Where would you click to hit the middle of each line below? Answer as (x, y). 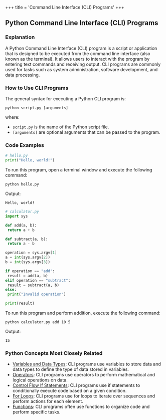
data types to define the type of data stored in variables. (71, 369)
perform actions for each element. (48, 401)
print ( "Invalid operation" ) (37, 294)
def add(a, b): (21, 225)
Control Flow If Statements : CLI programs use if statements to (76, 385)
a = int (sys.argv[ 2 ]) (28, 258)
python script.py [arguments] (37, 108)
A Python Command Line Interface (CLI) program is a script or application (81, 48)
